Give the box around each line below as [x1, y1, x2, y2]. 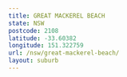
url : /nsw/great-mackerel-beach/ [8, 49, 120, 57]
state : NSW [8, 19, 45, 27]
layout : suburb [8, 57, 59, 65]
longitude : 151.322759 [8, 42, 84, 50]
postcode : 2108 [8, 26, 59, 34]
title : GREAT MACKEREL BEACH [8, 11, 105, 20]
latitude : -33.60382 [8, 34, 77, 43]
